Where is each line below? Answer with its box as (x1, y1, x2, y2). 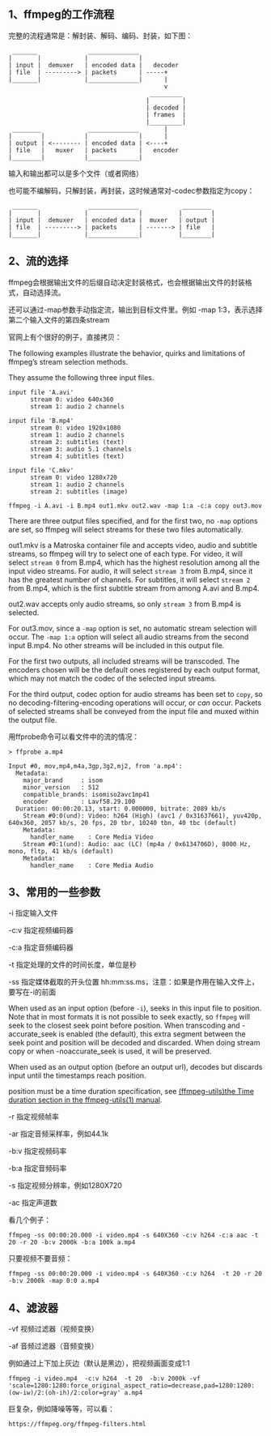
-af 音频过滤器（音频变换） (8, 1341, 99, 1351)
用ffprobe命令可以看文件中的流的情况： (8, 732, 140, 742)
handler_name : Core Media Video (29, 833, 154, 841)
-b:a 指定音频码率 (8, 1164, 67, 1173)
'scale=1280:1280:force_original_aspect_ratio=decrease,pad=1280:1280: (8, 1382, 255, 1390)
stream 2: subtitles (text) (29, 438, 125, 446)
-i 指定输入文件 (8, 908, 58, 918)
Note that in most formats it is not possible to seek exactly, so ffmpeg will (8, 1012, 251, 1022)
